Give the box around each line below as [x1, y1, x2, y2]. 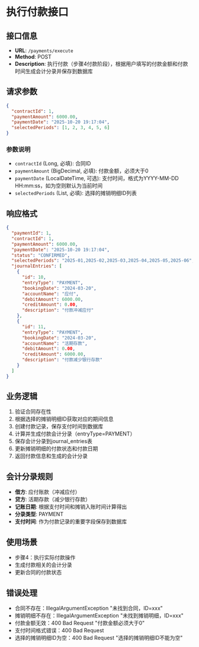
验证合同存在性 [14, 408, 52, 415]
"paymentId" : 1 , [11, 230, 52, 236]
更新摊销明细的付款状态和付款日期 [14, 445, 98, 452]
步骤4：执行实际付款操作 [14, 554, 76, 561]
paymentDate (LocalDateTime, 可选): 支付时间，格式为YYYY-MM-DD [14, 175, 179, 182]
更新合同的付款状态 [14, 569, 62, 576]
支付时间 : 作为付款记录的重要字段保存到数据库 [14, 518, 127, 525]
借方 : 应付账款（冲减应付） [14, 488, 81, 495]
